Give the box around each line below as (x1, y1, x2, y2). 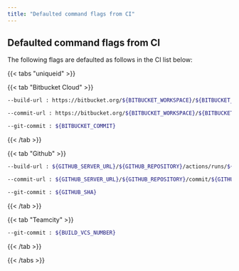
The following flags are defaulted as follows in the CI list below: (7, 55, 193, 64)
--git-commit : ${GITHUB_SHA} (7, 188, 97, 196)
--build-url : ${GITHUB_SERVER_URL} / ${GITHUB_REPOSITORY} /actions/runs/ (7, 163, 228, 171)
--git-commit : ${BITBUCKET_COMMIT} (7, 122, 116, 130)
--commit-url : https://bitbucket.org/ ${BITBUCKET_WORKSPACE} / (7, 110, 199, 117)
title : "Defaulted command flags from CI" (7, 10, 135, 18)
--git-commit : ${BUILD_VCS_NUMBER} (7, 229, 116, 236)
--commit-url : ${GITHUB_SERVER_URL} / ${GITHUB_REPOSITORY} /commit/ (7, 176, 212, 183)
